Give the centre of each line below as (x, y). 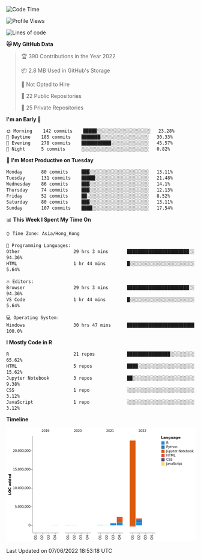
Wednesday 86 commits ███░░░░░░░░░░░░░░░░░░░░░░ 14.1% (88, 184)
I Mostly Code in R (29, 342)
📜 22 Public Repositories (51, 96)
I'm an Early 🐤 (24, 119)
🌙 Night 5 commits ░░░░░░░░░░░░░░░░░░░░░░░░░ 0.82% (88, 149)
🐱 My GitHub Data (30, 44)
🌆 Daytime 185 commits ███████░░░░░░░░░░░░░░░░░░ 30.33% (89, 137)
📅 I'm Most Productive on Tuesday (50, 160)
